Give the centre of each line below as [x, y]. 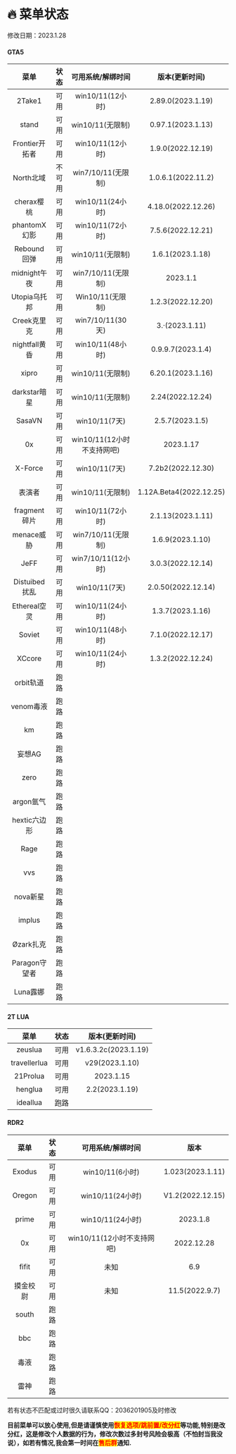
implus [29, 920]
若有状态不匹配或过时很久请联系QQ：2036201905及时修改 [92, 1410]
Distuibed [29, 582]
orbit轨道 [29, 683]
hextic [22, 820]
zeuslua [29, 1049]
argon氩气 [29, 802]
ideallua [29, 1102]
